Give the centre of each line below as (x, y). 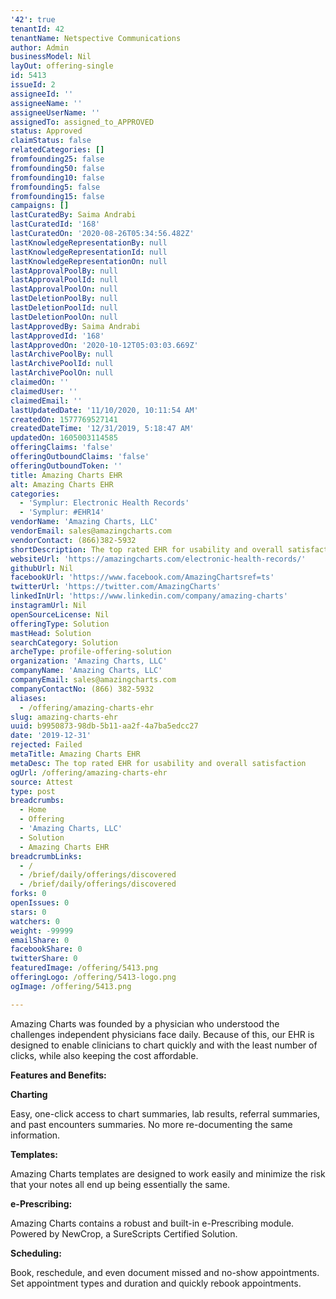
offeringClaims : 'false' (62, 447)
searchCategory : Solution (64, 642)
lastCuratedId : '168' (55, 224)
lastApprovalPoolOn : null (64, 289)
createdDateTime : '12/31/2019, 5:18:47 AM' (102, 429)
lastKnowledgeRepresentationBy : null (89, 242)
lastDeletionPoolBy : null (64, 299)
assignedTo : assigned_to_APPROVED (82, 122)
